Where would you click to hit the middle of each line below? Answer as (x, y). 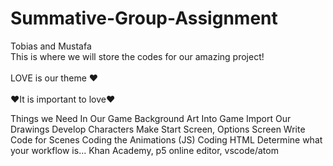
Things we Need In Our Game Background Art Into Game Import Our (151, 118)
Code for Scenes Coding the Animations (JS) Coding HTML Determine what (166, 139)
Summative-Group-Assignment (144, 18)
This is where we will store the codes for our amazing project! (137, 56)
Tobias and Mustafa (51, 46)
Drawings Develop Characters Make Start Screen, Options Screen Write (158, 129)
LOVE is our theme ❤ (54, 78)
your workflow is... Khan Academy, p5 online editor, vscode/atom (144, 150)
